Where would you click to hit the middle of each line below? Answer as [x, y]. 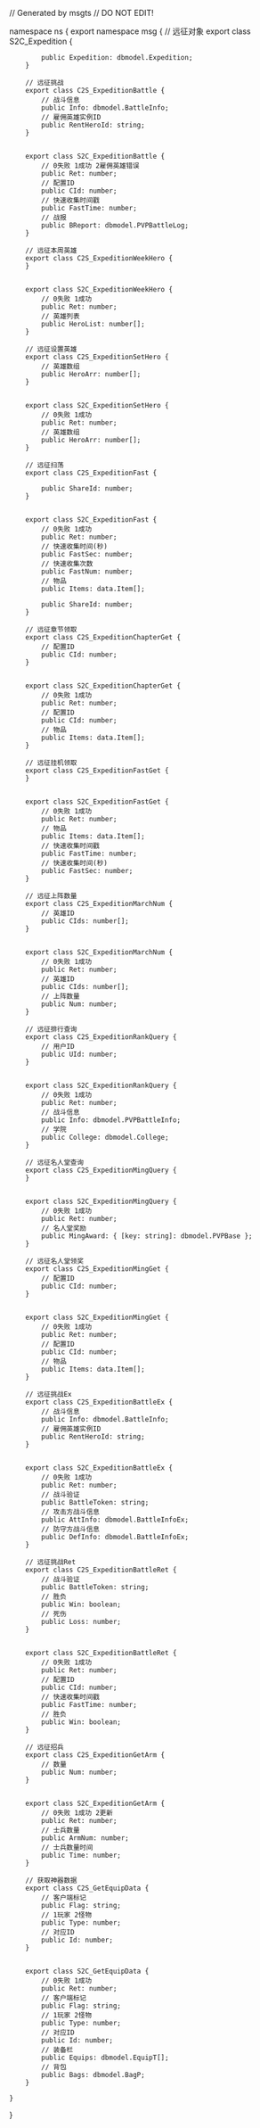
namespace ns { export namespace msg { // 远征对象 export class [130, 31]
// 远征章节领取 [51, 630]
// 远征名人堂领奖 [55, 1261]
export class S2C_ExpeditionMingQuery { [101, 1201]
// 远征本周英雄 [51, 251]
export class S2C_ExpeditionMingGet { [97, 1317]
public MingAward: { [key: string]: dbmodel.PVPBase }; [147, 1236]
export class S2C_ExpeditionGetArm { [95, 1803]
